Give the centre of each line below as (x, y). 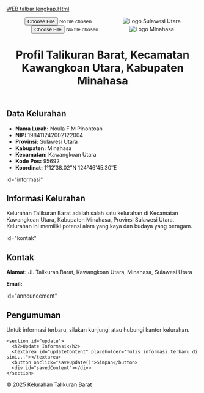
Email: (14, 284)
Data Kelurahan (36, 114)
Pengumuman (34, 315)
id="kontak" (21, 238)
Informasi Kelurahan (46, 199)
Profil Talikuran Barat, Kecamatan (103, 55)
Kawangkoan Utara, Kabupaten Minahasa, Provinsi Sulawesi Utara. (90, 220)
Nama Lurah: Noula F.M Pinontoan (59, 129)
